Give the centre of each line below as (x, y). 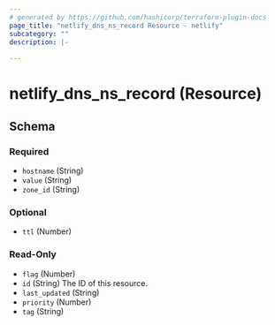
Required (29, 151)
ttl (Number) (47, 231)
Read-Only (33, 254)
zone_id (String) (51, 189)
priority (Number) (57, 302)
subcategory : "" (39, 34)
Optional (28, 212)
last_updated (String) (61, 292)
